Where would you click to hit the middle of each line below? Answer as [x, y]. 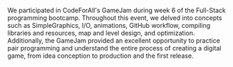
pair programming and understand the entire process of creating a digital [114, 48]
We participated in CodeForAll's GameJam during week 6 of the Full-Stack [116, 10]
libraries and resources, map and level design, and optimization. [101, 33]
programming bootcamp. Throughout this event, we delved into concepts [115, 18]
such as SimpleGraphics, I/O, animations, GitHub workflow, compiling [109, 25]
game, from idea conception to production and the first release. [100, 56]
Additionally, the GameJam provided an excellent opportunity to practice [114, 41]
